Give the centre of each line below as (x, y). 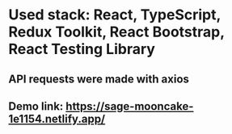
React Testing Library (82, 49)
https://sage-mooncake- (130, 106)
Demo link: (36, 106)
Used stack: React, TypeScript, (114, 15)
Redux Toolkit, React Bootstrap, (116, 32)
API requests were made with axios (99, 79)
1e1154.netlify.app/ (57, 119)
